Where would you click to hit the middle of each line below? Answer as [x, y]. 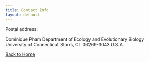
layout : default [22, 15]
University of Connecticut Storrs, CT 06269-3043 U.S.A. [65, 44]
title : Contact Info [27, 10]
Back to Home [20, 54]
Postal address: [22, 29]
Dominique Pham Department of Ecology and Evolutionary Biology [75, 39]
